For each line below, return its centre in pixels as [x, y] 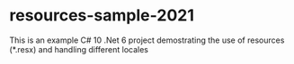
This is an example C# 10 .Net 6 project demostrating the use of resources [147, 40]
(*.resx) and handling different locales [79, 49]
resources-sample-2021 [102, 16]
